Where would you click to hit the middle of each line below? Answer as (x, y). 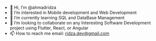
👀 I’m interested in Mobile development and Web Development (73, 13)
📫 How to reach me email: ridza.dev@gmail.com (59, 33)
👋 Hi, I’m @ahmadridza (33, 7)
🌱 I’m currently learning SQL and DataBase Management (67, 18)
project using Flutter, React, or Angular (49, 28)
